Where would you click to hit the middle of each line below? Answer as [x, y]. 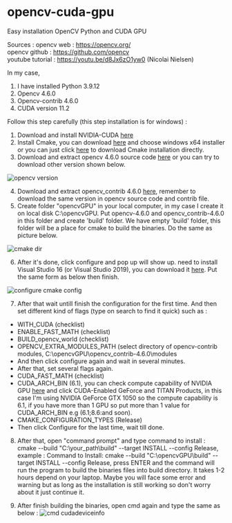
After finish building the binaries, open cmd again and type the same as [119, 505]
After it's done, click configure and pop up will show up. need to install [117, 262]
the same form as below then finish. [68, 277]
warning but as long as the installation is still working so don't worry [114, 484]
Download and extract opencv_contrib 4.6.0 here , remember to [106, 191]
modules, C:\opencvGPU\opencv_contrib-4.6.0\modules [97, 354]
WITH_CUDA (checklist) [51, 324]
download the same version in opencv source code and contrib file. [113, 199]
